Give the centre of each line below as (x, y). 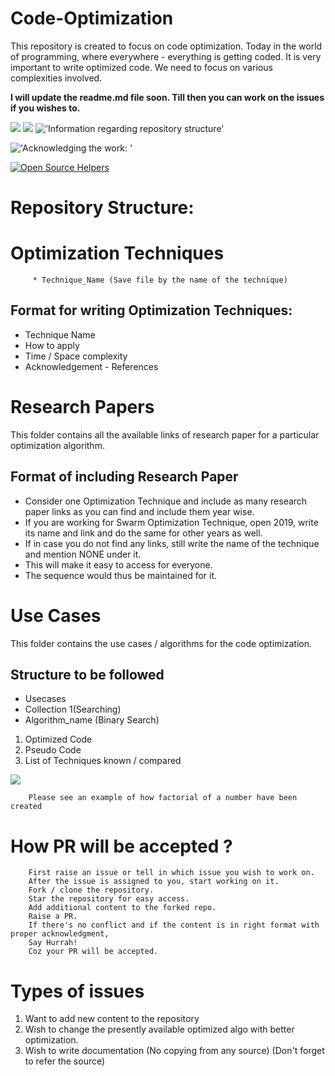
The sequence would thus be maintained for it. (121, 575)
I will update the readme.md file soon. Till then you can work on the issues (167, 97)
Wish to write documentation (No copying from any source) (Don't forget (174, 1051)
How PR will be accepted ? (121, 846)
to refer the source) (65, 1061)
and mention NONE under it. (83, 554)
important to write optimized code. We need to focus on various (141, 67)
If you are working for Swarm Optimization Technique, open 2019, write (171, 522)
